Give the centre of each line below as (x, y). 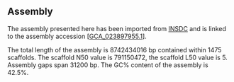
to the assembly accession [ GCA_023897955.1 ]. (77, 36)
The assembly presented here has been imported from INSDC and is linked (117, 28)
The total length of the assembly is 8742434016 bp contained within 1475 (115, 49)
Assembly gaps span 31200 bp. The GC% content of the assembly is (108, 65)
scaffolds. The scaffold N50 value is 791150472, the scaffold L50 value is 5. (118, 57)
